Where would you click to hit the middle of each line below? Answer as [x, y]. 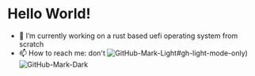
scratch [31, 44]
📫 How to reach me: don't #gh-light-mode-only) [133, 53]
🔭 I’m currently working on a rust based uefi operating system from [128, 36]
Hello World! [49, 14]
